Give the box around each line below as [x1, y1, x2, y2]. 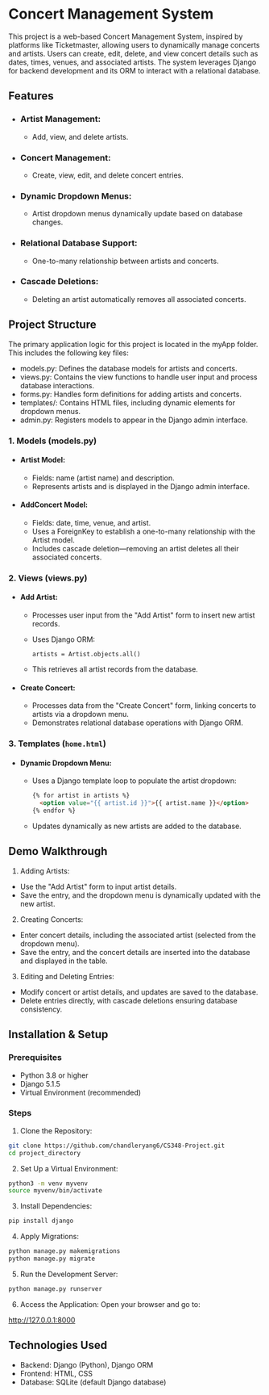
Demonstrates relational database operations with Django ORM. [31, 718, 243, 727]
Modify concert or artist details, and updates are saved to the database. [19, 987, 259, 997]
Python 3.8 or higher [19, 1070, 89, 1080]
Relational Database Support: [19, 237, 139, 249]
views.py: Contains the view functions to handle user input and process [19, 372, 258, 382]
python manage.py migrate [8, 1255, 95, 1263]
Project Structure [8, 318, 97, 332]
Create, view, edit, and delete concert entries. [31, 170, 184, 180]
